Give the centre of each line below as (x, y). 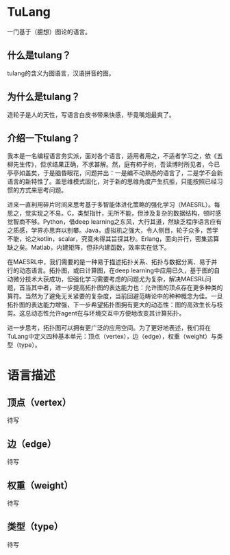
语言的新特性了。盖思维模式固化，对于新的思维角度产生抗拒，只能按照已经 (112, 181)
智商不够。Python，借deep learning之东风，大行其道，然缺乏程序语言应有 (117, 222)
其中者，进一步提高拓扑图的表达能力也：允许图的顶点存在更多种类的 (127, 287)
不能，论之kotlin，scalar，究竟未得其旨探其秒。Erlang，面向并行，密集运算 (113, 239)
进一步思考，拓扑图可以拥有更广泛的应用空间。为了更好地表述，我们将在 (109, 328)
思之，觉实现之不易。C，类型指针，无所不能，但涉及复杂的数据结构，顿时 (111, 214)
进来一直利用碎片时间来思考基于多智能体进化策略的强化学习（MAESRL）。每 (114, 205)
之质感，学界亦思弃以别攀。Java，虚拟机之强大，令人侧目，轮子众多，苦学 (113, 231)
